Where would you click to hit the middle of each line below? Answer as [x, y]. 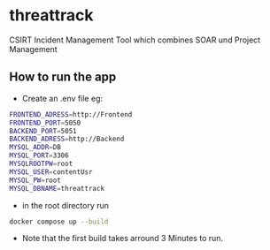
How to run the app [63, 77]
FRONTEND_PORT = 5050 [45, 123]
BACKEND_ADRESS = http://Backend [67, 139]
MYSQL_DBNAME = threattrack [57, 188]
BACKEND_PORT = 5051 [43, 131]
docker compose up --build [59, 222]
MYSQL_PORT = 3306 [39, 155]
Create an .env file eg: [62, 98]
